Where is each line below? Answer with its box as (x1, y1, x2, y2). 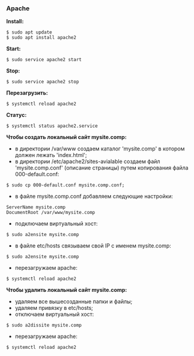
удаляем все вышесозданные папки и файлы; (14, 298, 133, 305)
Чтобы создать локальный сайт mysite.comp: (6, 134, 127, 141)
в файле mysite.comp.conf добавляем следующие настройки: (14, 193, 173, 200)
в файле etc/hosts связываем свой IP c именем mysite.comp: (14, 242, 171, 249)
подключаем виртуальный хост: (14, 220, 98, 227)
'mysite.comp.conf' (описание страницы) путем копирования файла (14, 164, 189, 171)
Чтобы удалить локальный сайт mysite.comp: (6, 286, 127, 294)
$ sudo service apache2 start (6, 57, 82, 63)
